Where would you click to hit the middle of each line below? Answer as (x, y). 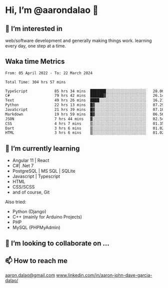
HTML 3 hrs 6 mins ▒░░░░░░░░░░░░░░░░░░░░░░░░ (76, 133)
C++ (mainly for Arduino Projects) (47, 217)
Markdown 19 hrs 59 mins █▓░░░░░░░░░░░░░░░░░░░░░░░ (76, 114)
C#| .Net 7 (23, 166)
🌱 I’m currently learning (42, 148)
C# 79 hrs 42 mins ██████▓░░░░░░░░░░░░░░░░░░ (76, 96)
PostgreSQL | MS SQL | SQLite (44, 171)
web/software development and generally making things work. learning (78, 40)
